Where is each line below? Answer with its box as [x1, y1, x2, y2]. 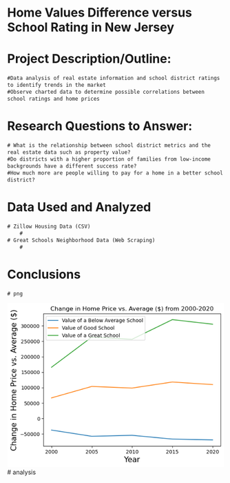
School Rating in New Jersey [7, 19, 174, 35]
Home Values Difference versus [7, 5, 193, 21]
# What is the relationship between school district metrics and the [7, 142, 211, 149]
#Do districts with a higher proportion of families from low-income [7, 156, 211, 163]
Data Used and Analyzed [7, 199, 151, 215]
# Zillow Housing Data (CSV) [7, 223, 91, 230]
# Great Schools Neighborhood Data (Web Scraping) [7, 237, 156, 244]
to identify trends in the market [7, 81, 107, 89]
